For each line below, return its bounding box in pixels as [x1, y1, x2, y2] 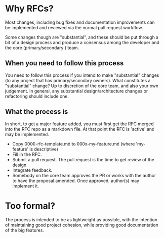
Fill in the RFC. [12, 151, 42, 157]
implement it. [12, 183, 39, 189]
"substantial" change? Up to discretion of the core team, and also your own [5, 83, 159, 89]
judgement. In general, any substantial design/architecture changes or [5, 88, 148, 94]
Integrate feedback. [12, 167, 53, 173]
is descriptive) [29, 146, 58, 152]
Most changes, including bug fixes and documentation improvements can [5, 19, 155, 25]
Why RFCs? [5, 3, 54, 14]
